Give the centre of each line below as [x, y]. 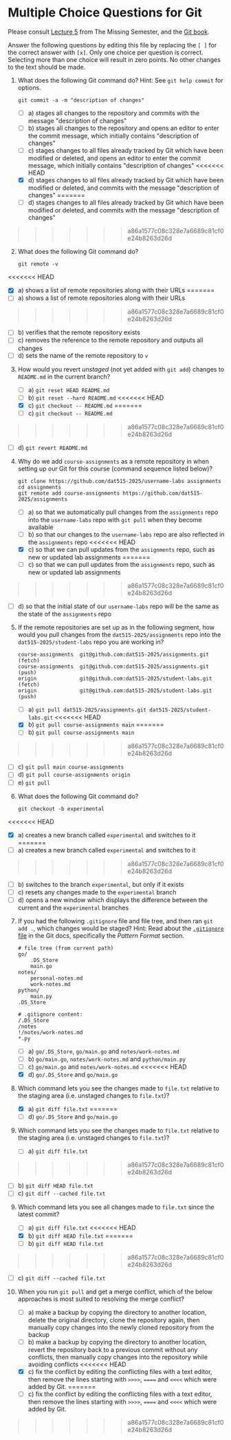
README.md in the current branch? [64, 376]
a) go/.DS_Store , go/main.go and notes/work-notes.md [103, 1051]
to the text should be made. [47, 67]
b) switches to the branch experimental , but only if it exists [101, 884]
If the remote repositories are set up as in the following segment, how [116, 627]
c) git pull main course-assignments [71, 767]
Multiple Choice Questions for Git [105, 13]
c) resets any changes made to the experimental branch [97, 892]
